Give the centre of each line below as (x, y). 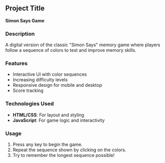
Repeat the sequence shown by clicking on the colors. (69, 150)
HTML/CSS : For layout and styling (48, 115)
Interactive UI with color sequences (50, 74)
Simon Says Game (25, 20)
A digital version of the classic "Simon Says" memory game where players (83, 45)
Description (20, 34)
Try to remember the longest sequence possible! (63, 155)
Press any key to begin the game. (47, 144)
